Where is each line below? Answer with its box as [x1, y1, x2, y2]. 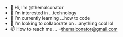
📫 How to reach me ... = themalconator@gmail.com [10, 26, 118, 32]
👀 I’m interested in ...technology [10, 10, 77, 16]
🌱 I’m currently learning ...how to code [10, 15, 90, 21]
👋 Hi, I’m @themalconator [10, 5, 64, 10]
